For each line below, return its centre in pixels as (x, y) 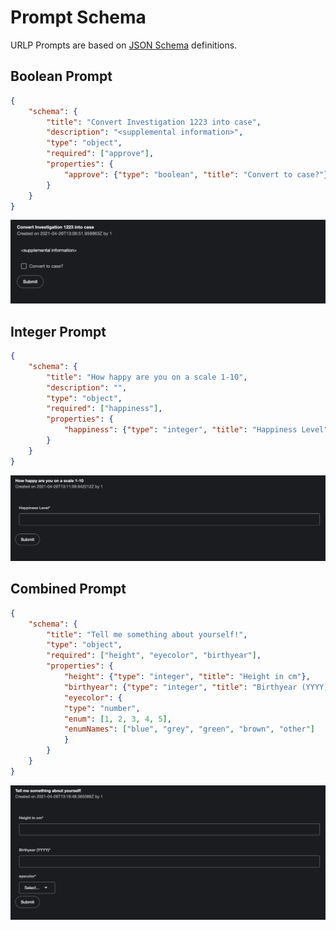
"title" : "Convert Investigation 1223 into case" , (154, 122)
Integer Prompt (58, 331)
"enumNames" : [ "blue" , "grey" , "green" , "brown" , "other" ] (189, 729)
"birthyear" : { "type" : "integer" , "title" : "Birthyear (180, 687)
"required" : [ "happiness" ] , (104, 409)
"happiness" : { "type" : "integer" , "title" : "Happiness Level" (196, 430)
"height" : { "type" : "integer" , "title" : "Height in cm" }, (187, 677)
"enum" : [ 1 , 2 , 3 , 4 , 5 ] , (117, 719)
